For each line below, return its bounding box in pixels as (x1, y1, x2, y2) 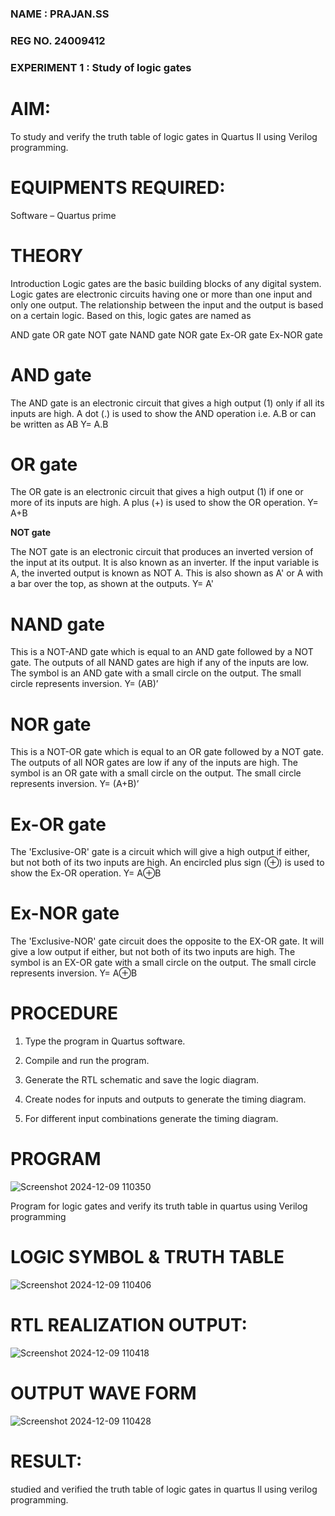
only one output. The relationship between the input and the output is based (10, 298, 324, 311)
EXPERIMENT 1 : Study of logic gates (10, 60, 192, 74)
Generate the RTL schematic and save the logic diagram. (24, 1074, 260, 1086)
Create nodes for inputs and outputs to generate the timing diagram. (24, 1093, 307, 1106)
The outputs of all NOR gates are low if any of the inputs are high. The (10, 757, 298, 769)
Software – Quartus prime (10, 209, 117, 221)
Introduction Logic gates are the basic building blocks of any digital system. (10, 277, 322, 289)
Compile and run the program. (24, 1055, 150, 1067)
